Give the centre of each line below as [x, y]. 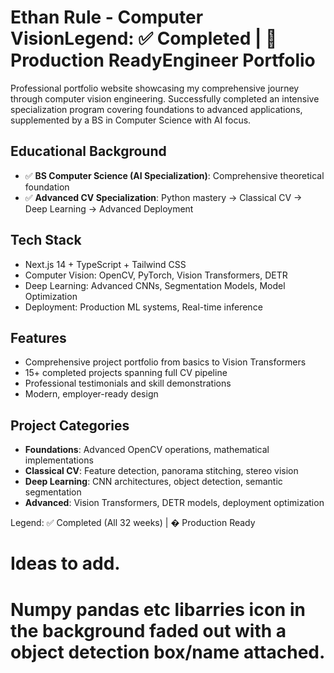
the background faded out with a [148, 630]
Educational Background [88, 151]
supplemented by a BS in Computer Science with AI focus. [131, 120]
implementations [59, 460]
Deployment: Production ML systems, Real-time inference [143, 307]
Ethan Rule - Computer [107, 17]
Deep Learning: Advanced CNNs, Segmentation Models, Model [155, 285]
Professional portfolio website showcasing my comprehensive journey [155, 88]
